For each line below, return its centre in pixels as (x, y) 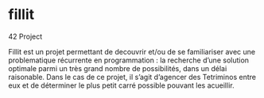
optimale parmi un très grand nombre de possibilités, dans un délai (118, 68)
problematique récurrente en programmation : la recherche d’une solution (128, 60)
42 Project (25, 36)
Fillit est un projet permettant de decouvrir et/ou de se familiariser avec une (132, 51)
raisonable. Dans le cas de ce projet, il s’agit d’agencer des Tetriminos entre (132, 77)
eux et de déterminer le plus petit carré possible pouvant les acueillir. (121, 85)
